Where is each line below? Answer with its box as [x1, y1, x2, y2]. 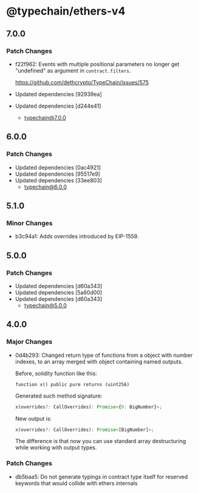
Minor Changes [6, 219, 53, 227]
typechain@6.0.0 [24, 183, 67, 190]
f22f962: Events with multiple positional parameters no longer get [15, 60, 180, 67]
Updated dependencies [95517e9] [15, 170, 101, 178]
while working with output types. [15, 444, 97, 451]
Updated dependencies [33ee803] [15, 176, 102, 184]
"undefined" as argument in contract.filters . [15, 67, 131, 74]
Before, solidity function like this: [15, 370, 97, 377]
